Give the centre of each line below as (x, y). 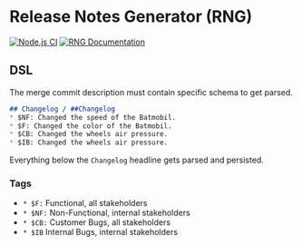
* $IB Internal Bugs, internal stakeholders (100, 232)
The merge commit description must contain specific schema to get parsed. (151, 92)
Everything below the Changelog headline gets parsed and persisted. (137, 160)
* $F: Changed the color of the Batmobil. (91, 126)
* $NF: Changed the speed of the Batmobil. (93, 117)
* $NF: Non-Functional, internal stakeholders (106, 213)
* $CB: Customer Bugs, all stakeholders (96, 222)
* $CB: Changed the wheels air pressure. (89, 134)
